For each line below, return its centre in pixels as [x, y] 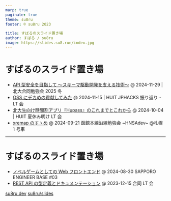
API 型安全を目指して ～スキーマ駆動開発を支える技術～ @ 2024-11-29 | [88, 84]
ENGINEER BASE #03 [35, 177]
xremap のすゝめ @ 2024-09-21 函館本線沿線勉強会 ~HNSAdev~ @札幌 [88, 123]
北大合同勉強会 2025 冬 [37, 91]
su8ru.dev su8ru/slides [29, 193]
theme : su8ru [19, 19]
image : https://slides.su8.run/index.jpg [50, 43]
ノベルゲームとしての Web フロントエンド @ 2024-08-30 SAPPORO [84, 171]
